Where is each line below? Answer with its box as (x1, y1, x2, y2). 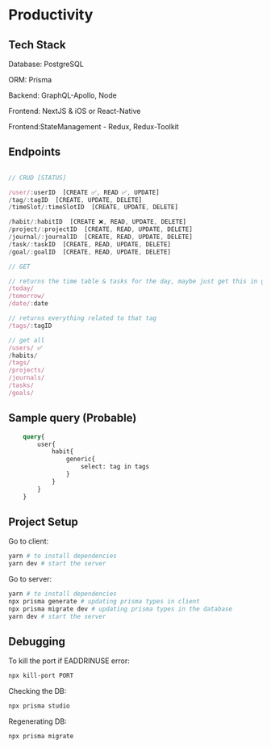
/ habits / (8, 351, 38, 359)
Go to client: (8, 536, 49, 546)
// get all (8, 336, 45, 344)
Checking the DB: (8, 687, 67, 696)
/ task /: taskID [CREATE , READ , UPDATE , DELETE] (8, 240, 172, 248)
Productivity (8, 6, 94, 24)
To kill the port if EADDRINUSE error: (8, 656, 131, 666)
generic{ (65, 455, 95, 464)
